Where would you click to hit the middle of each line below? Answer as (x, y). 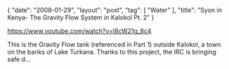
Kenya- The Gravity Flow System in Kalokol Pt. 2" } (81, 17)
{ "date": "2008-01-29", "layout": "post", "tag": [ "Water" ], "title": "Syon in (115, 10)
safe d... (19, 59)
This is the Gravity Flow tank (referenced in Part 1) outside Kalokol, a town (114, 44)
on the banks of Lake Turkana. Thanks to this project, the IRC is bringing (112, 52)
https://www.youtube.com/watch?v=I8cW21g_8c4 (80, 31)
